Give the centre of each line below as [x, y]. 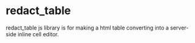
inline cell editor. [38, 34]
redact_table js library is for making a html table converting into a [87, 28]
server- [179, 28]
